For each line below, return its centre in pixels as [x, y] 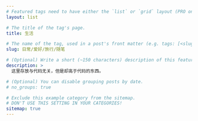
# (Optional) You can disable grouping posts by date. [75, 81]
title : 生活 [20, 33]
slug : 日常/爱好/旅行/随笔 [36, 50]
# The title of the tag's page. [46, 28]
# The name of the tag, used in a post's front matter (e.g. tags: [91, 44]
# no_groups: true [29, 87]
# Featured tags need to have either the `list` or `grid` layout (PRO [96, 12]
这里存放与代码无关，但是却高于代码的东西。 [58, 71]
